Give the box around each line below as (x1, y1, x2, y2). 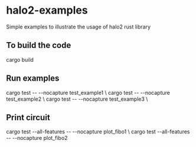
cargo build (6, 56, 34, 63)
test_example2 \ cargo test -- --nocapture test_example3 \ (6, 95, 148, 103)
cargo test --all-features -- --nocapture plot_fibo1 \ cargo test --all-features (6, 128, 190, 135)
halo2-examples (6, 4, 88, 17)
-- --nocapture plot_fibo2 (6, 135, 68, 142)
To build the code (6, 40, 71, 50)
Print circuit (6, 112, 50, 122)
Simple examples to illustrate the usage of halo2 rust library (6, 23, 151, 30)
